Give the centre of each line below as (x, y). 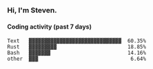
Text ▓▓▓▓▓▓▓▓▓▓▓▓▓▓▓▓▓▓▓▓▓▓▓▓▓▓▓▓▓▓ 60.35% (77, 41)
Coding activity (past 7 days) (49, 27)
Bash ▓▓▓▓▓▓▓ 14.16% (77, 53)
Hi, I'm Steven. (32, 10)
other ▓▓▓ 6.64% (77, 59)
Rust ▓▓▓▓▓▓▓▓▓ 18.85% (77, 47)
